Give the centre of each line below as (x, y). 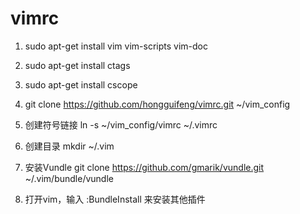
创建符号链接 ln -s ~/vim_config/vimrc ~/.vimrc (121, 124)
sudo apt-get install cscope (81, 84)
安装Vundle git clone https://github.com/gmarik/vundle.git (144, 167)
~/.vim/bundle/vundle (69, 178)
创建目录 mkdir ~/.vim (69, 146)
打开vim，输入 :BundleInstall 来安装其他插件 (115, 199)
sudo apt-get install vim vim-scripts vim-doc (116, 46)
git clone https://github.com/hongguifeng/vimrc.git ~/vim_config (157, 104)
